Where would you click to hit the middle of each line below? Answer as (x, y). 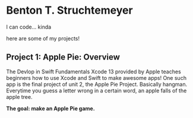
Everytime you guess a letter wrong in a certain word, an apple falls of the (96, 91)
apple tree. (19, 97)
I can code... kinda (29, 27)
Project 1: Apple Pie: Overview (63, 57)
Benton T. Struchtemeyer (69, 10)
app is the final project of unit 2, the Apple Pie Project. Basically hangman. (97, 84)
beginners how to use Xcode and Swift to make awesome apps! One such (96, 77)
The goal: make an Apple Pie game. (50, 108)
